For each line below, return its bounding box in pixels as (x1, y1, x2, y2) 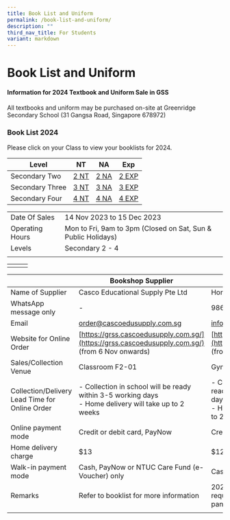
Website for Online (10, 333, 71, 343)
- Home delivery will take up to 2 (78, 399, 185, 408)
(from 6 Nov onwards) (78, 346, 151, 356)
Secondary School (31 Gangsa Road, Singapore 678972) (7, 110, 166, 119)
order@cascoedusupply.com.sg (78, 318, 182, 328)
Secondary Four (10, 193, 63, 203)
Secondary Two (10, 171, 62, 180)
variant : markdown (7, 36, 60, 43)
